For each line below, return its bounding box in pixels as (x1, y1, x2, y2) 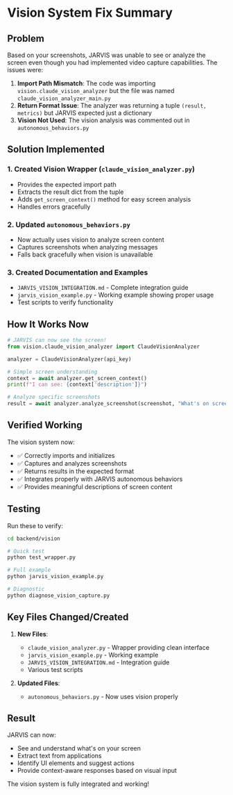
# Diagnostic (7, 586, 45, 593)
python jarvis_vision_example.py (7, 573, 104, 580)
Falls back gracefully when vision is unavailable (17, 250, 153, 259)
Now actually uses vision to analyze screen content (17, 235, 164, 244)
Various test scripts (27, 665, 83, 673)
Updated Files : (17, 679, 60, 687)
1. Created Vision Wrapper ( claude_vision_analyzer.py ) (7, 165, 196, 174)
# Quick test (7, 548, 45, 555)
